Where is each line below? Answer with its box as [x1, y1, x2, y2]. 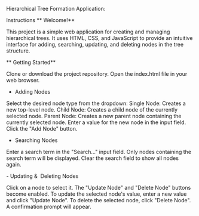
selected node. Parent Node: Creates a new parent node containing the [6, 113, 182, 119]
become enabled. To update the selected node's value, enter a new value [6, 190, 187, 198]
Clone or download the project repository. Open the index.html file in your [6, 70, 188, 77]
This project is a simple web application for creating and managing [6, 28, 170, 35]
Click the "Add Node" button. [6, 125, 78, 132]
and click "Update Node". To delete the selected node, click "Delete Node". [6, 197, 191, 203]
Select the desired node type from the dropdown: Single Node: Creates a [6, 100, 186, 107]
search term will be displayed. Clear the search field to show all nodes [6, 155, 179, 162]
